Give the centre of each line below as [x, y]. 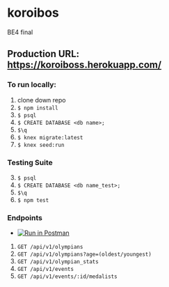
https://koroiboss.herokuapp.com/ [84, 65]
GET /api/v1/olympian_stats [58, 262]
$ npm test [33, 200]
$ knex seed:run [41, 145]
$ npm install [38, 108]
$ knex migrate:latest [50, 137]
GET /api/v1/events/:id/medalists [67, 277]
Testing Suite [30, 162]
